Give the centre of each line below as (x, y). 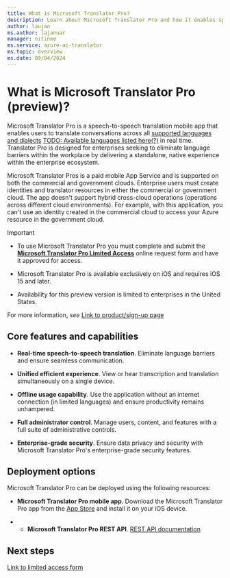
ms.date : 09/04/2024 (37, 58)
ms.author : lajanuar (37, 33)
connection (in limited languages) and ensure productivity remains (111, 402)
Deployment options (51, 471)
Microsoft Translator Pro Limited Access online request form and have (118, 253)
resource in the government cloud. (56, 219)
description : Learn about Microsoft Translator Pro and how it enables (111, 20)
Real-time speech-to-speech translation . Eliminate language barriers (116, 353)
